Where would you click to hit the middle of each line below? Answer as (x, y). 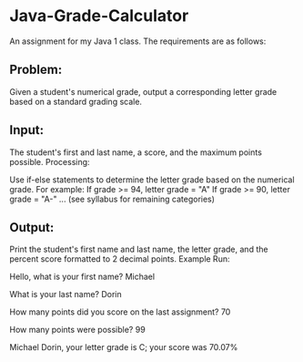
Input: (26, 130)
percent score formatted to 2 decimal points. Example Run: (120, 259)
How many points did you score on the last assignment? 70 (120, 312)
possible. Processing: (50, 161)
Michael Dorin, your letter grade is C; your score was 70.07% (124, 347)
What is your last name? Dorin (66, 295)
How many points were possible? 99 (77, 330)
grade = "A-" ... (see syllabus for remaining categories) (112, 199)
